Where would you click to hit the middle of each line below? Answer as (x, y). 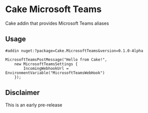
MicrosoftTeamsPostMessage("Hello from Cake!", (56, 60)
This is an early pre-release (34, 105)
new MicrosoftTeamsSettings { (46, 64)
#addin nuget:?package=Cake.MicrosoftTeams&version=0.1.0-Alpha (74, 51)
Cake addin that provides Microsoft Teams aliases (57, 23)
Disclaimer (22, 93)
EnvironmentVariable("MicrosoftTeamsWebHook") (55, 73)
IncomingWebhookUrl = (46, 68)
